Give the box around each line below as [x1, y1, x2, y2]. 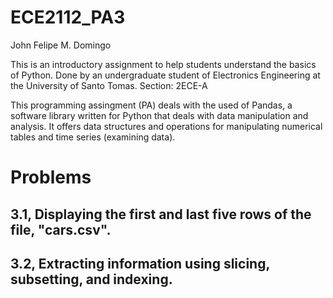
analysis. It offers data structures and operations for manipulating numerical [10, 120, 323, 132]
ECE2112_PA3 [10, 6, 126, 29]
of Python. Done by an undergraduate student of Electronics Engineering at [10, 69, 321, 81]
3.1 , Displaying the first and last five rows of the [10, 206, 312, 223]
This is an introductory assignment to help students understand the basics [10, 58, 317, 70]
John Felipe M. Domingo [10, 39, 112, 51]
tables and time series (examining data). [10, 131, 176, 143]
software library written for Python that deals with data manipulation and [10, 109, 309, 121]
